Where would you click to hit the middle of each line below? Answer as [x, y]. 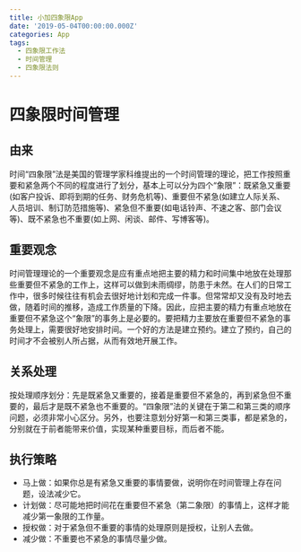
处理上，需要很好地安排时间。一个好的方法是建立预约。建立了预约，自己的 [154, 329]
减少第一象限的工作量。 [65, 516]
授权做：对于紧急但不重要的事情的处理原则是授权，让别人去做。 [140, 528]
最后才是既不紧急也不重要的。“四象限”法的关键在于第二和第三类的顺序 [162, 406]
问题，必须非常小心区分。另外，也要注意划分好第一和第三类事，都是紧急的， [150, 417]
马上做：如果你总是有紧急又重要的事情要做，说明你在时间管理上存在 [148, 483]
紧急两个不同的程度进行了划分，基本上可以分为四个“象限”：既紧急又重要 [158, 185]
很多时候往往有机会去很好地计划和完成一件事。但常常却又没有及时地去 [162, 295]
